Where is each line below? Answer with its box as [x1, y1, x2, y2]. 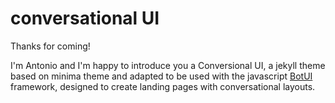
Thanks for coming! [10, 40, 91, 52]
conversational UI [10, 7, 160, 30]
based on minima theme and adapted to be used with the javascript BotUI [10, 70, 313, 82]
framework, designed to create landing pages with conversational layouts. [10, 80, 316, 92]
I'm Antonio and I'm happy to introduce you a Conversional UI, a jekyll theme [10, 59, 326, 71]
